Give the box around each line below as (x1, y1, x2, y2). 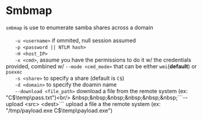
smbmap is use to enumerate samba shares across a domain (6, 24, 153, 31)
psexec (6, 69, 23, 75)
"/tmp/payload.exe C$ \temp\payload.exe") (6, 107, 113, 114)
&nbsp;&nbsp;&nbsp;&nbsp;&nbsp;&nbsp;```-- (72, 94, 188, 101)
